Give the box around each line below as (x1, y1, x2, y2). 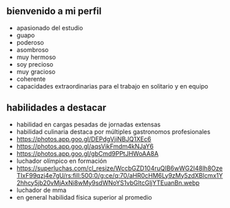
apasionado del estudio (16, 23, 83, 32)
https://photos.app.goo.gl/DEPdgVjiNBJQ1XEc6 (16, 135, 152, 143)
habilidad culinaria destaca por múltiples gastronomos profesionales (16, 127, 211, 136)
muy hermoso (16, 53, 56, 61)
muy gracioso (16, 67, 56, 76)
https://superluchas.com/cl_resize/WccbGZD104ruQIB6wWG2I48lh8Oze (16, 164, 223, 172)
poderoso (16, 38, 44, 47)
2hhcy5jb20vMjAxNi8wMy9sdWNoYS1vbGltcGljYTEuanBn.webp (16, 178, 200, 187)
